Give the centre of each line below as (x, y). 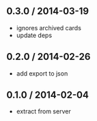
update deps (34, 35)
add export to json (42, 73)
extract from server (43, 111)
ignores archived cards (48, 27)
